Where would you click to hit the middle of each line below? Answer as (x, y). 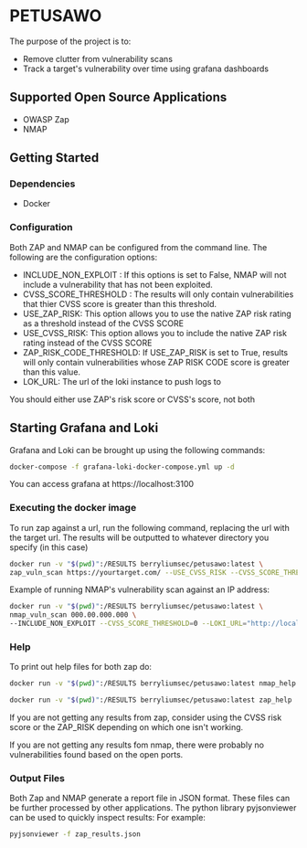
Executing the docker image (73, 508)
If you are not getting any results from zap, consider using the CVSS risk (146, 717)
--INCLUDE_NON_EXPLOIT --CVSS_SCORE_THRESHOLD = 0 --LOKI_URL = (128, 624)
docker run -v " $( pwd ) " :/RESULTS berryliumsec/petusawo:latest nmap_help (153, 684)
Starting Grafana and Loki (84, 428)
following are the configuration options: (84, 257)
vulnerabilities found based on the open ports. (96, 755)
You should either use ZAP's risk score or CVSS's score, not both (132, 399)
